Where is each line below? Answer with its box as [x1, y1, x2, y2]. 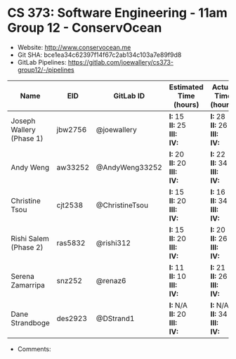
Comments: [17, 344, 51, 353]
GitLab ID [113, 91, 145, 100]
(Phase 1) [11, 133, 44, 143]
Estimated [169, 82, 204, 92]
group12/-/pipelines [17, 65, 75, 74]
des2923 [56, 313, 88, 323]
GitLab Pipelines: [17, 58, 67, 66]
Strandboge [11, 318, 51, 327]
